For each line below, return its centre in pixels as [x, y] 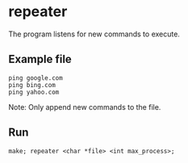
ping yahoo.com [34, 92]
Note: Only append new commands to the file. [85, 107]
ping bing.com [32, 85]
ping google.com [36, 78]
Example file [40, 59]
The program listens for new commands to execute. [94, 34]
